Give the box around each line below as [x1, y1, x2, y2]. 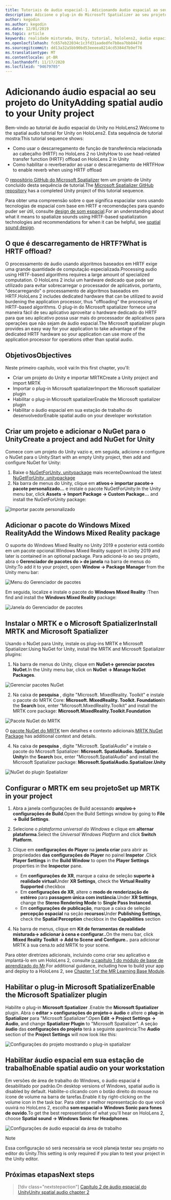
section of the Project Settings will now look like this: [5, 1031, 117, 1037]
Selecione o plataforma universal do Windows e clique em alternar [12, 825, 154, 832]
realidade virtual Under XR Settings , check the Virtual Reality [20, 878, 151, 884]
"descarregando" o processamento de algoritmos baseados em [5, 288, 139, 294]
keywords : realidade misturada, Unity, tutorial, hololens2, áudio [5, 36, 152, 41]
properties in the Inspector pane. [12, 863, 83, 869]
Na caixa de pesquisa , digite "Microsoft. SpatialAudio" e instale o [12, 743, 152, 749]
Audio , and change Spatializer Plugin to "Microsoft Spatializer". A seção [5, 1020, 158, 1026]
